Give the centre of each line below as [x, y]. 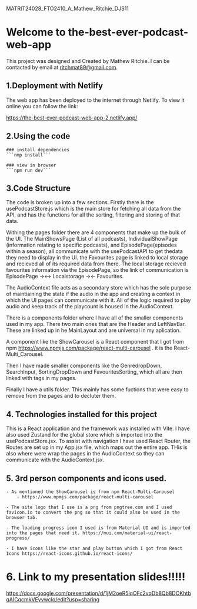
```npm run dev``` [29, 170]
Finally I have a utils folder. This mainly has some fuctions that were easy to [98, 390]
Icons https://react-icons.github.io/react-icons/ [69, 554]
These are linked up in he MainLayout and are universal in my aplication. [94, 330]
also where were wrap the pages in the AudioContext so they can [85, 454]
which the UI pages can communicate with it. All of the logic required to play [98, 300]
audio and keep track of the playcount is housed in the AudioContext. [90, 307]
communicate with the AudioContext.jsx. [55, 460]
